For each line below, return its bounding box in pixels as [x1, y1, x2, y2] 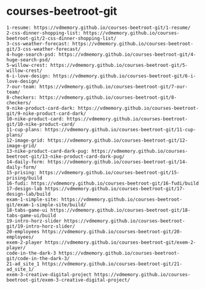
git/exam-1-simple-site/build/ [6, 201, 87, 208]
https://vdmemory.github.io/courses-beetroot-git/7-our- [39, 83, 188, 90]
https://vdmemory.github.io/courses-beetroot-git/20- [42, 228, 183, 234]
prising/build [6, 175, 43, 181]
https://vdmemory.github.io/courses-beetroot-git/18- [50, 207, 191, 213]
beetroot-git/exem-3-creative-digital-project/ [6, 277, 131, 283]
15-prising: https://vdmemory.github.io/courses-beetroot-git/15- [6, 169, 180, 175]
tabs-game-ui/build [6, 212, 56, 218]
